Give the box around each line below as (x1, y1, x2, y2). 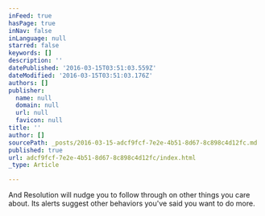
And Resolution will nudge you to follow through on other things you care (8, 190, 251, 200)
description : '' (8, 57, 63, 65)
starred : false (8, 42, 60, 50)
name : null (15, 94, 52, 102)
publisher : (8, 86, 45, 95)
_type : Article (8, 161, 60, 169)
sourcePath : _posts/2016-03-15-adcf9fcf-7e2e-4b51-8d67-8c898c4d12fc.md (8, 138, 258, 147)
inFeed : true (8, 11, 52, 20)
